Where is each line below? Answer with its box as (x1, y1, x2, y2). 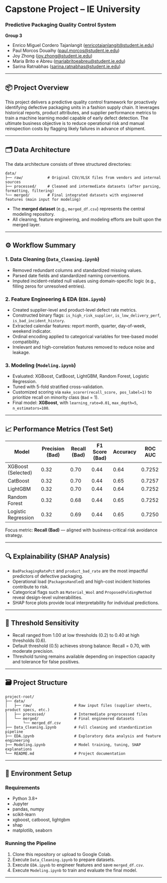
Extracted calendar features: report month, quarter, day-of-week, (12, 323, 146, 329)
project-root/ (5, 694, 35, 699)
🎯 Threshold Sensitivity (5, 619, 80, 627)
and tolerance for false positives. (12, 658, 80, 665)
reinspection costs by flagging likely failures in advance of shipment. (5, 126, 146, 132)
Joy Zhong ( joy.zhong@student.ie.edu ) (12, 53, 93, 59)
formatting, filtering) (5, 188, 55, 193)
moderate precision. (12, 648, 54, 654)
